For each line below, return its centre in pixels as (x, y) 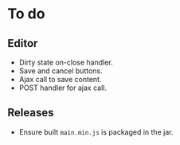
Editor (23, 43)
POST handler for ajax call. (63, 88)
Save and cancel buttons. (61, 71)
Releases (31, 113)
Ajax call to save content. (60, 79)
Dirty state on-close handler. (66, 62)
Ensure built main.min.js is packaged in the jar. (96, 131)
